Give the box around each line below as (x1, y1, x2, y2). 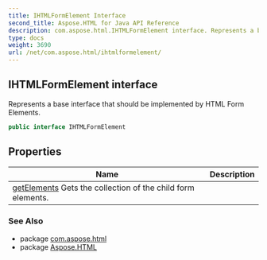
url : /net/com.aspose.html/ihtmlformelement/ (8, 49, 161, 56)
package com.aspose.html (19, 234, 107, 243)
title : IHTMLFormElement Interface (8, 11, 126, 20)
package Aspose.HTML (19, 242, 98, 251)
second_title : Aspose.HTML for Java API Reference (8, 19, 180, 27)
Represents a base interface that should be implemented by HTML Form (8, 99, 245, 108)
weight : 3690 (8, 41, 52, 49)
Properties (8, 145, 62, 159)
